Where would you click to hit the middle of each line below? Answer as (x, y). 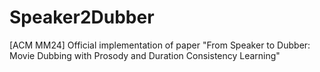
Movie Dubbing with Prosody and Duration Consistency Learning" (145, 55)
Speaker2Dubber (82, 17)
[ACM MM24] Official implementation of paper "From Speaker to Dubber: (160, 45)
